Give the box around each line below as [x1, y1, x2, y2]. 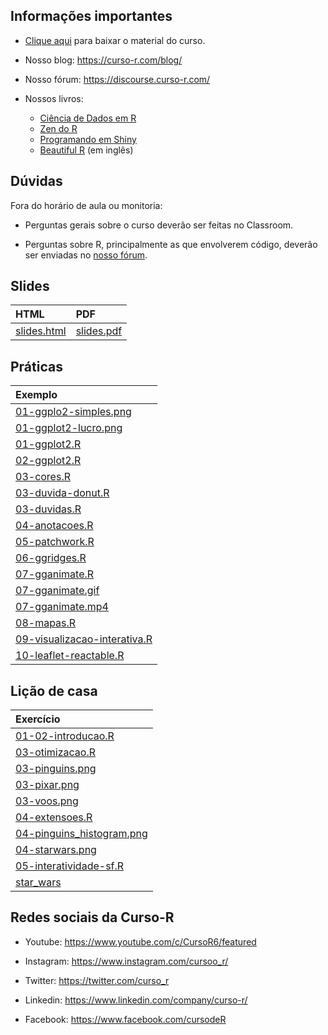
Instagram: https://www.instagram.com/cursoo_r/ [24, 955, 229, 967]
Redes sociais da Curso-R [10, 909, 175, 926]
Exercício [15, 712, 61, 726]
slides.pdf [75, 324, 123, 338]
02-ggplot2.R [15, 454, 82, 468]
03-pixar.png [15, 778, 80, 792]
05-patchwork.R [15, 535, 95, 549]
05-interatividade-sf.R [15, 859, 125, 873]
